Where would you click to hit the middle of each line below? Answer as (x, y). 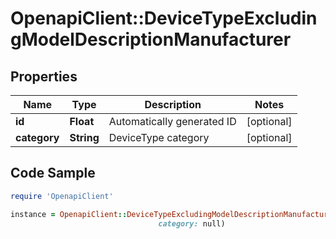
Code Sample (53, 173)
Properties (44, 76)
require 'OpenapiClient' (62, 196)
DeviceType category (159, 137)
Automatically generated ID (172, 121)
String (84, 137)
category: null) (192, 223)
